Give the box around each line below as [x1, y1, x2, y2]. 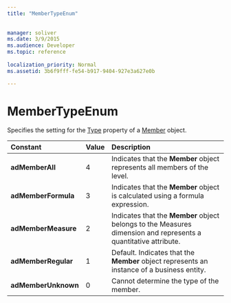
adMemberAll [10, 163, 56, 172]
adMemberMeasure [10, 224, 77, 233]
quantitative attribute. [111, 237, 181, 247]
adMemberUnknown [10, 280, 79, 290]
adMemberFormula [10, 191, 75, 200]
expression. [111, 200, 149, 209]
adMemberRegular [10, 256, 74, 266]
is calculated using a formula [111, 191, 204, 200]
